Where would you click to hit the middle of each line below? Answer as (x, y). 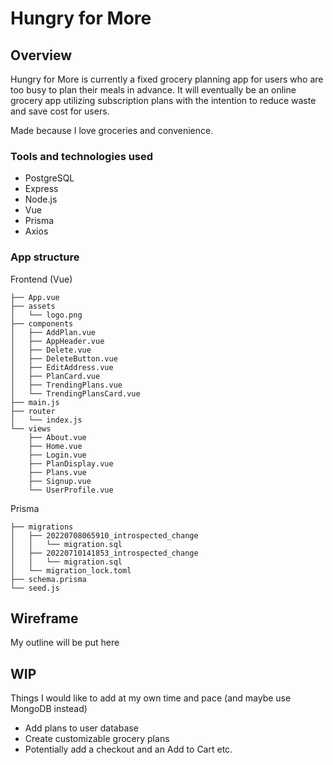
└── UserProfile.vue (71, 490)
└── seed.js (35, 588)
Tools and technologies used (82, 156)
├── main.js (35, 402)
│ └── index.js (46, 420)
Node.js (41, 199)
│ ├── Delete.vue (51, 350)
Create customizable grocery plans (97, 739)
